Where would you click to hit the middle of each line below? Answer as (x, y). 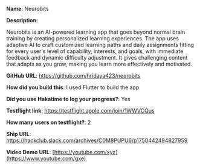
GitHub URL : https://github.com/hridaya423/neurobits (73, 76)
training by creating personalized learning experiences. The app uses (93, 38)
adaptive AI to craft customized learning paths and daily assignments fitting (100, 45)
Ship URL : (19, 134)
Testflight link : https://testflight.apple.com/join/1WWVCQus (81, 110)
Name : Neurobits (28, 9)
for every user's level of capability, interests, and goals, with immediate (95, 51)
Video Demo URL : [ (30, 152)
